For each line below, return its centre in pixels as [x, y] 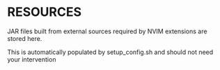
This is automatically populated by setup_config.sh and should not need [110, 52]
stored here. [25, 38]
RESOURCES [45, 12]
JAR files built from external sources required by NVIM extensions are [107, 31]
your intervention [32, 59]
